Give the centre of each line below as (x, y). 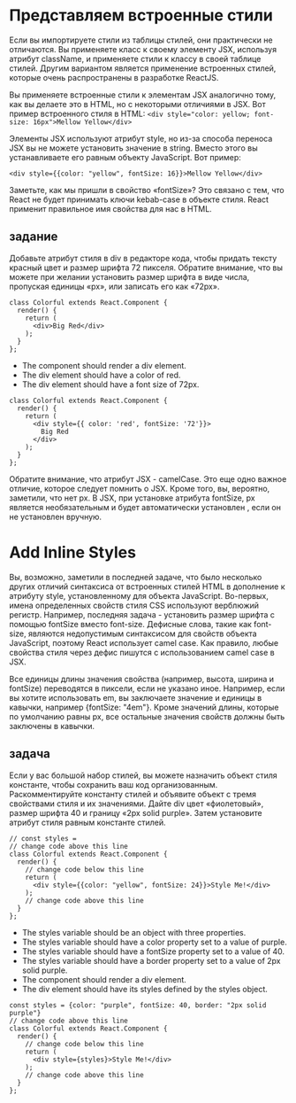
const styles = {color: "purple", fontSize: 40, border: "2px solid (138, 1005)
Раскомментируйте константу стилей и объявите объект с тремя (133, 794)
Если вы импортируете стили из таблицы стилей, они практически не (141, 40)
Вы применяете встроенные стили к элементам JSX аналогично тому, (143, 95)
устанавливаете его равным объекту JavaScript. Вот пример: (125, 157)
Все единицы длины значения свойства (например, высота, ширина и (142, 679)
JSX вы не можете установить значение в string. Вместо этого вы (133, 148)
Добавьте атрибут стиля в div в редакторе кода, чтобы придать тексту (143, 258)
